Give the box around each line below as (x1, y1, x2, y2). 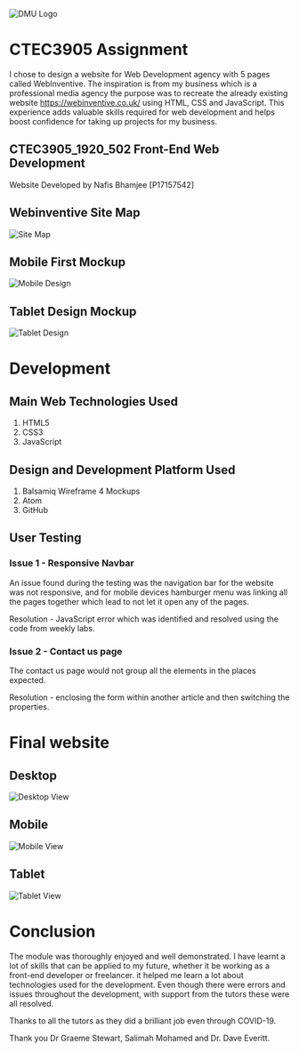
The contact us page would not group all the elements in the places (9, 665, 256, 676)
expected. (9, 674, 46, 685)
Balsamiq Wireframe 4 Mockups (21, 486, 141, 496)
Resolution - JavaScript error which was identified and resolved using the (9, 614, 279, 624)
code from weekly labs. (9, 622, 95, 633)
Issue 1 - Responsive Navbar (9, 557, 135, 569)
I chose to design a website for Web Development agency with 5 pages (9, 68, 271, 79)
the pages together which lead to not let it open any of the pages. (9, 596, 250, 606)
